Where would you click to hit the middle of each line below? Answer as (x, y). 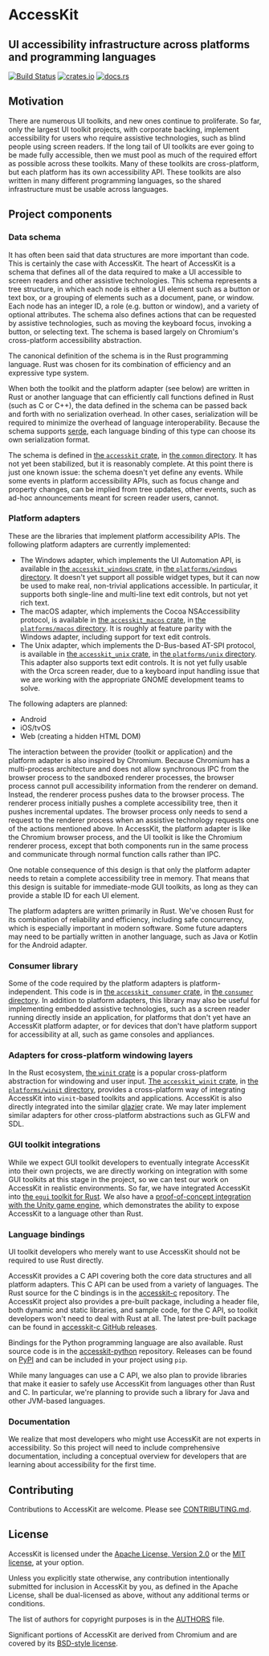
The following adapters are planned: (68, 704)
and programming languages (82, 57)
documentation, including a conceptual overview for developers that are (128, 1456)
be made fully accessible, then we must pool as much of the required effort (133, 155)
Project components (60, 214)
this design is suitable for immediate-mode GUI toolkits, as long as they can (133, 887)
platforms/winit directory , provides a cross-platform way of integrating (127, 1090)
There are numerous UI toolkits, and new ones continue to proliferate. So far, (135, 120)
